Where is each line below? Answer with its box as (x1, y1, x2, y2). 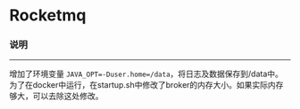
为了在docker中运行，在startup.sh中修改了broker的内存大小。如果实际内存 (9, 80, 284, 90)
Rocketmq (9, 5, 87, 26)
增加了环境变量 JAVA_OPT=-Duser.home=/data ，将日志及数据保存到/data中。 (9, 68, 284, 80)
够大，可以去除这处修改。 (9, 90, 104, 102)
